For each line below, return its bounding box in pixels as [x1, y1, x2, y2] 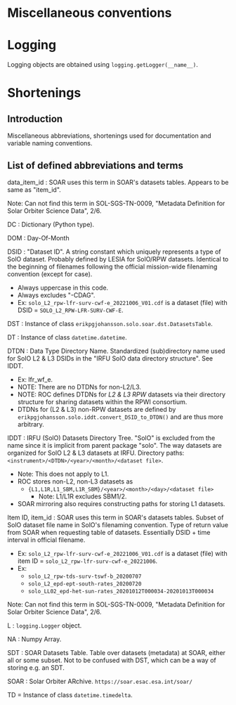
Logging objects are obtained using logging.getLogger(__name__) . [7, 60, 198, 69]
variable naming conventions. [7, 139, 93, 148]
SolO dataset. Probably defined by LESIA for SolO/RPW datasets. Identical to [7, 254, 229, 263]
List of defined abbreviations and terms [7, 160, 184, 172]
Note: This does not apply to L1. [17, 470, 110, 478]
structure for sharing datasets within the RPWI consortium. [17, 397, 188, 406]
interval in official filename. [7, 536, 86, 544]
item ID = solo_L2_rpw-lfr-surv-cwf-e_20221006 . [17, 557, 158, 565]
